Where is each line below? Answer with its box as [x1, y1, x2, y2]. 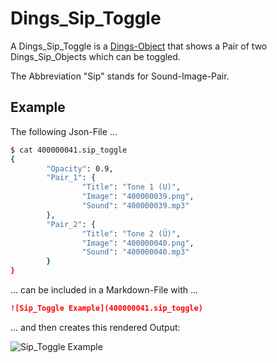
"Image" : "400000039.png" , [81, 192, 195, 202]
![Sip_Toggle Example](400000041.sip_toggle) [10, 303, 203, 313]
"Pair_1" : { [46, 173, 97, 183]
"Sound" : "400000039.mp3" [81, 201, 190, 211]
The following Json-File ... [10, 125, 118, 137]
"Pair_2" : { [46, 219, 97, 229]
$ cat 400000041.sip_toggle [10, 145, 128, 155]
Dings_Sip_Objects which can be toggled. [10, 50, 181, 62]
